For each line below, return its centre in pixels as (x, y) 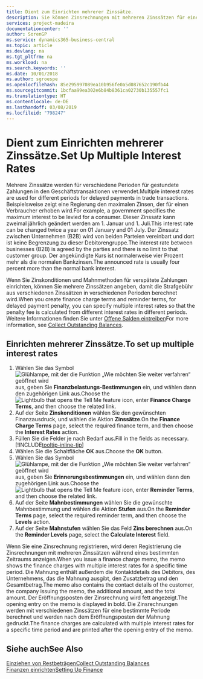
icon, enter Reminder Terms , (158, 490)
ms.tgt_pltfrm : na (29, 57)
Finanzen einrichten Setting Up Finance (55, 669)
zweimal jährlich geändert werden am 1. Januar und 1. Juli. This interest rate (100, 223)
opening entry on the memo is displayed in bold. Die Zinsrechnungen (92, 604)
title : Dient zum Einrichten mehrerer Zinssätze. (70, 12)
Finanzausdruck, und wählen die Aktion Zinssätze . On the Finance (97, 419)
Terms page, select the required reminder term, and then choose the (101, 515)
